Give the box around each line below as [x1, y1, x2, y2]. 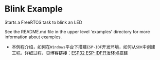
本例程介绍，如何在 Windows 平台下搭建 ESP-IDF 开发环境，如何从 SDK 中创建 [11, 44, 156, 49]
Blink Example [4, 3, 63, 15]
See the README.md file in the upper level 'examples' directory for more [4, 29, 150, 34]
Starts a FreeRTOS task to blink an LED [4, 19, 83, 25]
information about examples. [4, 34, 62, 40]
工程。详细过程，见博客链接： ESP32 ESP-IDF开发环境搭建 [11, 50, 128, 56]
